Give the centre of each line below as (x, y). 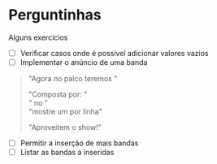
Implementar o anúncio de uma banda (84, 62)
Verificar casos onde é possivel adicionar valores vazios (114, 53)
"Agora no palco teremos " (73, 79)
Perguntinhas (55, 15)
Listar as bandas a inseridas (67, 153)
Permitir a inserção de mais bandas (79, 143)
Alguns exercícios (38, 37)
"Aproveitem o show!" (65, 127)
